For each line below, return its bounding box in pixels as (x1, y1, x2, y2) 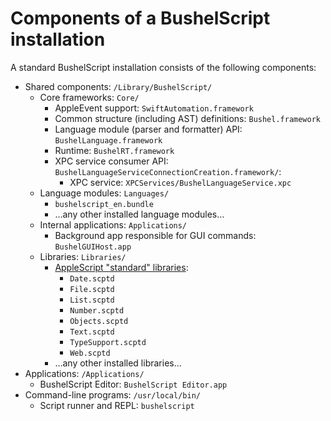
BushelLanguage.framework (54, 135, 163, 146)
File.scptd (69, 284, 115, 294)
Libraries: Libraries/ (39, 250, 127, 262)
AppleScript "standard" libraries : (54, 261, 189, 273)
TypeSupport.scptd (69, 337, 147, 347)
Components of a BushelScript (10, 7, 271, 30)
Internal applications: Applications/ (39, 218, 188, 231)
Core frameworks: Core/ (39, 91, 140, 103)
